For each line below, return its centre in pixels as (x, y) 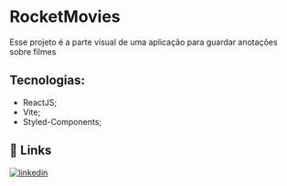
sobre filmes (33, 51)
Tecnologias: (47, 81)
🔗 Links (31, 151)
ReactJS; (40, 102)
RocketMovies (65, 17)
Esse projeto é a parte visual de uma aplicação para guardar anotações (143, 42)
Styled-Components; (62, 121)
